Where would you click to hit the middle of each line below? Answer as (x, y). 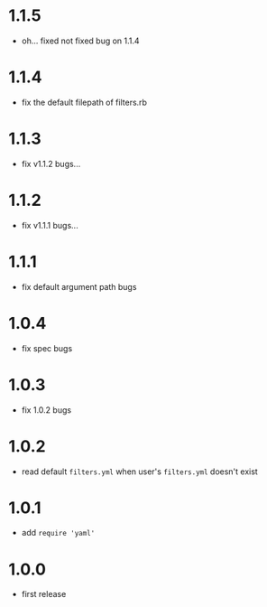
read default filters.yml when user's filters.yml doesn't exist (139, 472)
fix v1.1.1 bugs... (50, 225)
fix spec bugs (47, 348)
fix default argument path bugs (79, 286)
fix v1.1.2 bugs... (51, 163)
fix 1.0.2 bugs (46, 410)
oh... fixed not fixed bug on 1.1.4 (81, 41)
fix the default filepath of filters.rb (84, 102)
